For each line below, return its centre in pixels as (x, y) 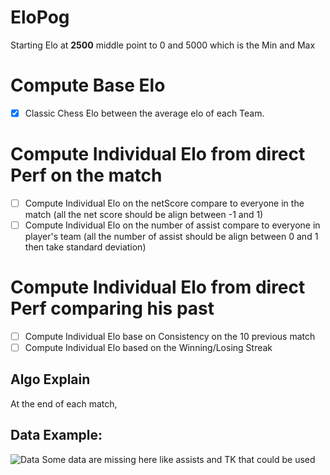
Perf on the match (86, 175)
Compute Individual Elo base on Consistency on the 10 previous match (170, 336)
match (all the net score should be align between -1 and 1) (144, 214)
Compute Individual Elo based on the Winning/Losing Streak (148, 347)
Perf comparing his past (112, 308)
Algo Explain (50, 379)
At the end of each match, (64, 403)
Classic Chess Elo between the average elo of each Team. (144, 113)
